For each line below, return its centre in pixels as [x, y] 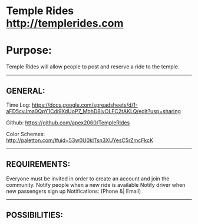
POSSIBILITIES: [35, 215]
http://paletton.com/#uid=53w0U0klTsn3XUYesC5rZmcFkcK [80, 140]
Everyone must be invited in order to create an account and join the [88, 179]
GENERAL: [26, 90]
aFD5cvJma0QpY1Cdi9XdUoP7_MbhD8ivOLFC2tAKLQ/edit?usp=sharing [93, 111]
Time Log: [18, 105]
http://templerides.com [65, 23]
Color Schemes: [26, 134]
